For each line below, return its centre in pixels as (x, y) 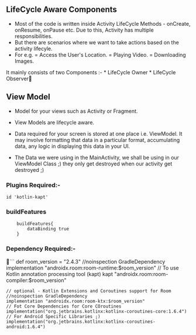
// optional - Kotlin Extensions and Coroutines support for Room (89, 291)
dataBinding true (48, 229)
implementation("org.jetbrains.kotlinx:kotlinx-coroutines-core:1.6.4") (97, 311)
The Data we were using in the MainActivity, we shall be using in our (97, 157)
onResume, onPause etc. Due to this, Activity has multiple (84, 30)
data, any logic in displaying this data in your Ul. (72, 146)
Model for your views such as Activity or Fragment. (76, 111)
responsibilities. (33, 36)
